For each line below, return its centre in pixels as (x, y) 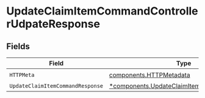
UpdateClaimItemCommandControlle (102, 11)
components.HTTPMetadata (149, 75)
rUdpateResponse (53, 24)
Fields (18, 46)
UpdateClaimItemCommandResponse (56, 86)
